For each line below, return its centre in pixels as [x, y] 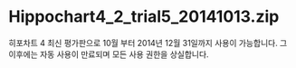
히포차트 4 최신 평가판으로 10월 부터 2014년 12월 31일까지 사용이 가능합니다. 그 [148, 43]
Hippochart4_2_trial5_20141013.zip [144, 17]
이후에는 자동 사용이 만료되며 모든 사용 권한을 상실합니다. [109, 54]
